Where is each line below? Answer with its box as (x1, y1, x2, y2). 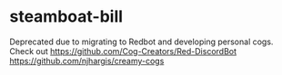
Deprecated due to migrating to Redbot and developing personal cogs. (9, 36, 274, 47)
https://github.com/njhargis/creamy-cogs (9, 55, 165, 66)
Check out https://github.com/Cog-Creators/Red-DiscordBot (9, 45, 237, 56)
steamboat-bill (9, 6, 124, 27)
